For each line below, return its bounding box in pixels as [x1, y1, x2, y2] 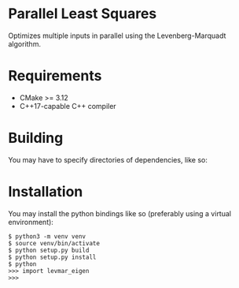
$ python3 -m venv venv [8, 232, 86, 241]
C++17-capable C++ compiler [19, 101, 116, 110]
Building [8, 129, 64, 147]
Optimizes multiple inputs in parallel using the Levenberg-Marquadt [8, 31, 226, 40]
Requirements [8, 67, 102, 85]
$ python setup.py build [8, 246, 90, 254]
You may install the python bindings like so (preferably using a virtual [8, 208, 232, 218]
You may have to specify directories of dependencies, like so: [8, 155, 208, 164]
